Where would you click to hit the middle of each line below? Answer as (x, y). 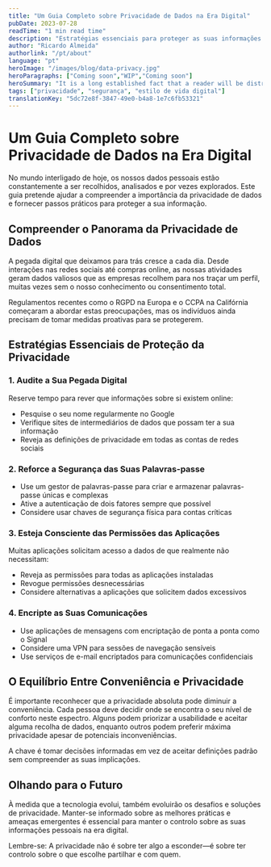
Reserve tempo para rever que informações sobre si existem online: (121, 398)
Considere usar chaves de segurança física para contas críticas (126, 512)
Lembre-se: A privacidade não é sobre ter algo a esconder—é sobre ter (127, 846)
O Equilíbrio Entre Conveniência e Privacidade (126, 682)
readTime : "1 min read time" (57, 31)
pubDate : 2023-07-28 (43, 23)
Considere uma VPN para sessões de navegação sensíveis (118, 647)
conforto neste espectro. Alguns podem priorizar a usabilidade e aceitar (128, 718)
